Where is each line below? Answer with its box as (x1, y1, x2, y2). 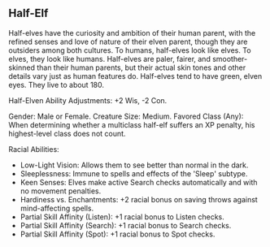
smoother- (212, 54, 248, 63)
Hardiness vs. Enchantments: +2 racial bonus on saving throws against (20, 194, 258, 204)
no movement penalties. (20, 186, 102, 196)
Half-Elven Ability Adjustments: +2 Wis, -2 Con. (8, 95, 168, 105)
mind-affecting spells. (20, 203, 94, 213)
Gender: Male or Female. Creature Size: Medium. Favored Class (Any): (8, 111, 244, 121)
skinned (8, 63, 35, 72)
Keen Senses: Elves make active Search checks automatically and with (20, 177, 258, 187)
